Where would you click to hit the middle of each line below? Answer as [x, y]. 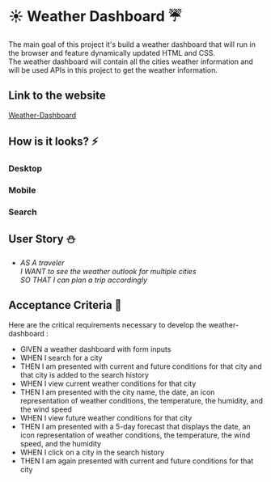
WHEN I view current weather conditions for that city [108, 383]
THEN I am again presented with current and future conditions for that [137, 461]
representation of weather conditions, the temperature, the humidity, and [142, 400]
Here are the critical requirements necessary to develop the [108, 324]
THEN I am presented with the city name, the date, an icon [117, 392]
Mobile [22, 190]
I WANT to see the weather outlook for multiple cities [108, 271]
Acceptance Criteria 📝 [65, 305]
